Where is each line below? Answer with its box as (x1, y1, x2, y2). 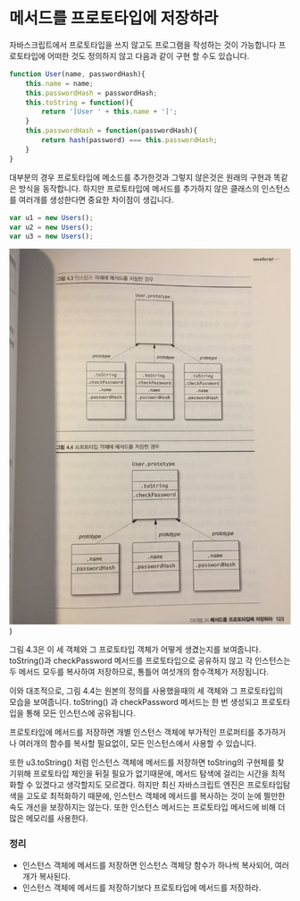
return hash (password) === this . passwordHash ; (41, 136, 218, 145)
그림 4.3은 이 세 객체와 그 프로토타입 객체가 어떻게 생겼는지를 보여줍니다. (9, 644, 262, 655)
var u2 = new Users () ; (9, 223, 94, 232)
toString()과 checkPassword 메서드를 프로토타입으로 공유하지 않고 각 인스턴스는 (9, 655, 291, 667)
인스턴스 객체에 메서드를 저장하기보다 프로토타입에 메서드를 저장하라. (21, 882, 262, 893)
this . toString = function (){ (25, 98, 134, 107)
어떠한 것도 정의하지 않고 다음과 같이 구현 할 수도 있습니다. (47, 50, 250, 61)
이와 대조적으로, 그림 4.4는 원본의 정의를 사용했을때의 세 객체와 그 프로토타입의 (9, 685, 284, 696)
